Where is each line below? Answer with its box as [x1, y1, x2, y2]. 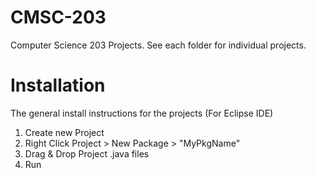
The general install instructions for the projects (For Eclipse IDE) [10, 107, 274, 119]
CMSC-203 [10, 6, 107, 29]
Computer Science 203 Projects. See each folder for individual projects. [10, 39, 307, 51]
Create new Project [24, 126, 105, 138]
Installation [10, 74, 106, 97]
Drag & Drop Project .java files [24, 147, 150, 160]
